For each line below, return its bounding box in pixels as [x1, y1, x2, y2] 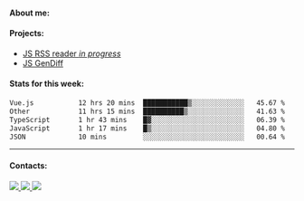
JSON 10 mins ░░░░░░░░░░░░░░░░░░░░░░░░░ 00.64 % [9, 132, 285, 141]
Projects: [9, 28, 44, 39]
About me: [9, 7, 50, 18]
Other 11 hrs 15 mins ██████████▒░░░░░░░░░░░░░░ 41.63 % [9, 107, 285, 116]
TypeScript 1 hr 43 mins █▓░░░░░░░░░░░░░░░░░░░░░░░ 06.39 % [9, 115, 285, 124]
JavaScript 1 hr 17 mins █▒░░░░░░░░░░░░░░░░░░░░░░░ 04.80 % [9, 123, 285, 133]
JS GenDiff [22, 57, 63, 68]
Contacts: [9, 159, 48, 171]
